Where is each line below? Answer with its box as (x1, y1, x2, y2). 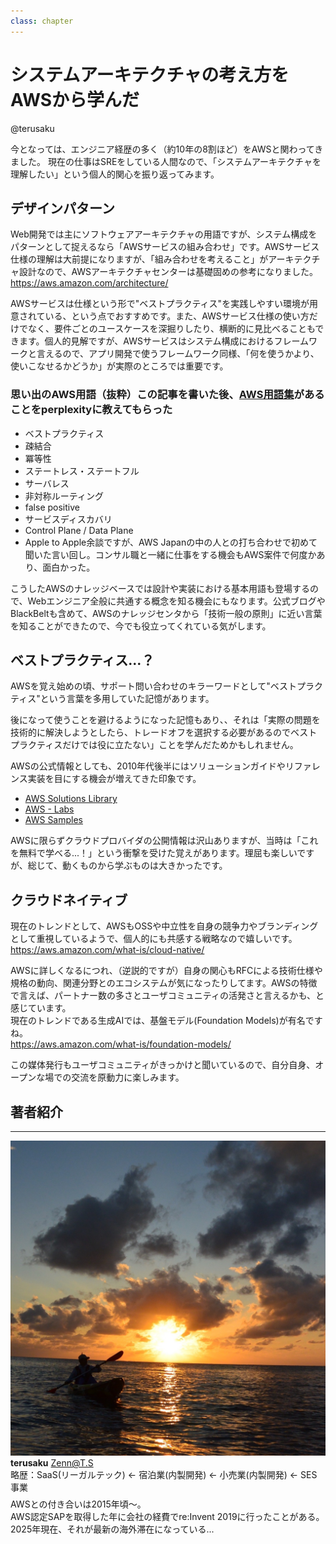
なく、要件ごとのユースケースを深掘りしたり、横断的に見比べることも (27, 323, 316, 335)
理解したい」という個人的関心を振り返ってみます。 (10, 168, 220, 180)
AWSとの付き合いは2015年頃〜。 (10, 1498, 147, 1510)
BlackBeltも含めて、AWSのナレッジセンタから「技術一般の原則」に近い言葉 (10, 607, 323, 619)
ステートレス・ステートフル (24, 465, 140, 477)
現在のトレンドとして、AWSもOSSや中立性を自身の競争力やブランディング (10, 920, 319, 932)
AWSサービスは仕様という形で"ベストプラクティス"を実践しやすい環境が (10, 298, 310, 310)
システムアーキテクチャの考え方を (10, 63, 290, 86)
